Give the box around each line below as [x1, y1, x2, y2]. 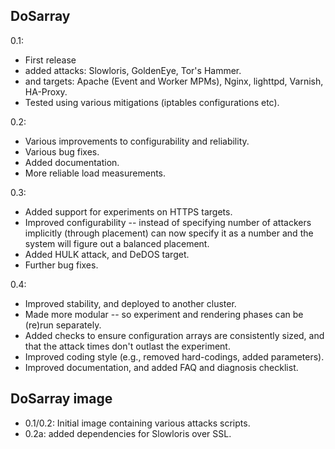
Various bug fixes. [24, 145, 100, 158]
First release [24, 54, 77, 66]
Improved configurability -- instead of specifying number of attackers [24, 216, 312, 228]
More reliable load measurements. [24, 167, 167, 179]
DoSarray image [10, 390, 113, 408]
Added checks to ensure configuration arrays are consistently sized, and [24, 329, 325, 341]
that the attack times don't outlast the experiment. [24, 340, 231, 352]
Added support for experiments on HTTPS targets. [24, 205, 233, 218]
